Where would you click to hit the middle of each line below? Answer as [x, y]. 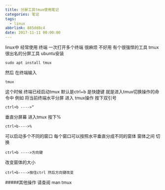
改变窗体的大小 [20, 162]
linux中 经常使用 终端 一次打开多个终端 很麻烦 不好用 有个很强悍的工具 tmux [82, 47]
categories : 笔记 [22, 14]
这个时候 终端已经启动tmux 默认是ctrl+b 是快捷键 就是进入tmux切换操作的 [80, 92]
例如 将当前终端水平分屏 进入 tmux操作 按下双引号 [66, 98]
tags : [11, 19]
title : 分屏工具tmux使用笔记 [32, 10]
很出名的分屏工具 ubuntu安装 [35, 53]
